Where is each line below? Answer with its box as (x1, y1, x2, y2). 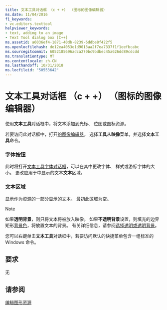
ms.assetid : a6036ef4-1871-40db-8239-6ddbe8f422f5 (5, 40, 113, 45)
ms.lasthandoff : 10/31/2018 (5, 63, 64, 68)
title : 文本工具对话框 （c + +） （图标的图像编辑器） (5, 7, 107, 12)
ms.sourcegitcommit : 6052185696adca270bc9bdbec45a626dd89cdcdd (5, 49, 140, 54)
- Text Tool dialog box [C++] (5, 35, 68, 40)
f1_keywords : (5, 16, 32, 21)
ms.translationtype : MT (5, 53, 55, 59)
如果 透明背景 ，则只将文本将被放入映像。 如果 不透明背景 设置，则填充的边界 (5, 216, 160, 222)
